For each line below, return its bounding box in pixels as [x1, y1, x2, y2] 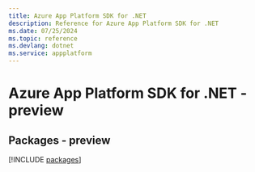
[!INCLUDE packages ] [8, 155, 82, 164]
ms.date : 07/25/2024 [8, 27, 79, 35]
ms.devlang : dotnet [8, 42, 74, 50]
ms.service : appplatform [8, 49, 92, 57]
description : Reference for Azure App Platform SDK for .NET [8, 19, 219, 27]
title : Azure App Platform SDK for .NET [8, 11, 147, 20]
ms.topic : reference [8, 34, 79, 43]
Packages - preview [8, 133, 111, 147]
